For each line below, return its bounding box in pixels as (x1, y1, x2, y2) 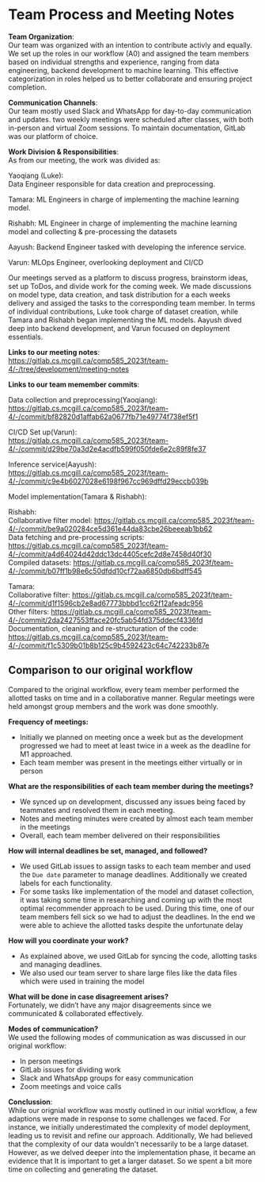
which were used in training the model (19, 976, 145, 986)
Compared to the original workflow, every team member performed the (8, 684, 240, 694)
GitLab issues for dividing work (19, 1065, 121, 1074)
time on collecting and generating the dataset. (8, 1165, 158, 1174)
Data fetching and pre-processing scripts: (8, 532, 145, 541)
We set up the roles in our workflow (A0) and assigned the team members (8, 48, 249, 58)
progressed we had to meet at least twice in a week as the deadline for (19, 741, 252, 750)
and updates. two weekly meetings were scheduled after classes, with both (8, 114, 255, 124)
